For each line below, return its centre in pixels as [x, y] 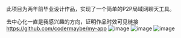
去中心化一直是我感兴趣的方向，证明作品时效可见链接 [72, 22]
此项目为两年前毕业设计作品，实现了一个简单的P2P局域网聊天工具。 [91, 9]
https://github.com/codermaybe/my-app [57, 28]
